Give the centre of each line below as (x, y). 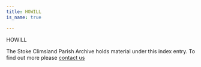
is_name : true (24, 17)
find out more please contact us (46, 57)
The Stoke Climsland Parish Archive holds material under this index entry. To (101, 51)
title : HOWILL (24, 12)
